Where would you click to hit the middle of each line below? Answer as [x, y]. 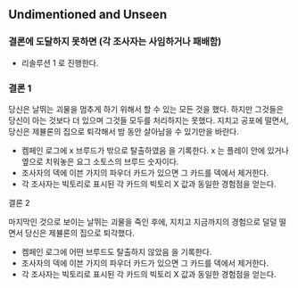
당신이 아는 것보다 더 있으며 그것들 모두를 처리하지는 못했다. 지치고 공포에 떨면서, [149, 120]
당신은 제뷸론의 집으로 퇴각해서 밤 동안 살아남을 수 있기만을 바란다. [124, 131]
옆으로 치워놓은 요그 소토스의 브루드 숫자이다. [100, 161]
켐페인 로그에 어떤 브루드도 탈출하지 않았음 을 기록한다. [116, 251]
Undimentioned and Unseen [87, 15]
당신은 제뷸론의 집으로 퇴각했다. [79, 233]
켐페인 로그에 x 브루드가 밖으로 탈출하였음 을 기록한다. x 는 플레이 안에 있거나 [155, 150]
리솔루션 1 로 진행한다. [60, 62]
